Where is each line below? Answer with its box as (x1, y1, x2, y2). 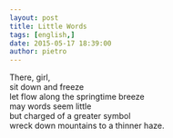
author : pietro (9, 47, 67, 56)
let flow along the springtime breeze (9, 92, 145, 103)
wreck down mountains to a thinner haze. (9, 120, 165, 132)
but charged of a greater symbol (9, 111, 131, 122)
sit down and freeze (9, 82, 85, 93)
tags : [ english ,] (9, 30, 76, 39)
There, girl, (9, 72, 51, 83)
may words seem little (9, 101, 92, 112)
